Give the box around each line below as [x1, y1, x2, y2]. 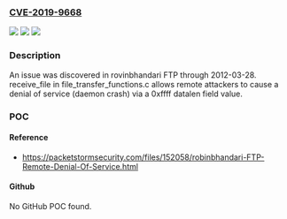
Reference [9, 132, 49, 143]
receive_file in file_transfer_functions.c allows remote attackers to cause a [9, 79, 279, 89]
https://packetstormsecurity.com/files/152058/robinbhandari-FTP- [21, 152, 265, 162]
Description [9, 49, 61, 62]
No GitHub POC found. [9, 200, 92, 211]
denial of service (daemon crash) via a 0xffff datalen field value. [9, 88, 244, 99]
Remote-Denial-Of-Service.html [21, 161, 139, 171]
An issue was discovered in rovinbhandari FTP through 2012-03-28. [9, 69, 257, 80]
